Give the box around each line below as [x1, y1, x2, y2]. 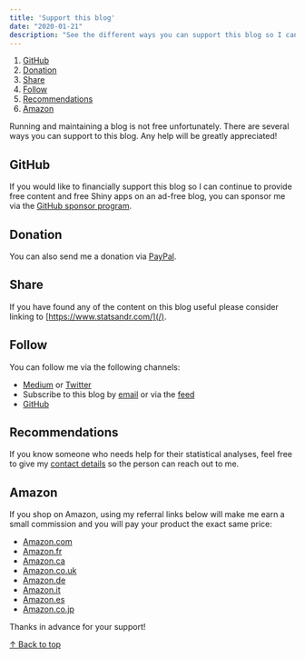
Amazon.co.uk [22, 565, 77, 576]
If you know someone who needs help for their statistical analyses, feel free [9, 449, 293, 460]
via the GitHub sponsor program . [9, 201, 133, 212]
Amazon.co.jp [22, 604, 75, 614]
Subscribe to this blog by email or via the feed [22, 388, 195, 400]
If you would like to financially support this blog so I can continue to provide [9, 181, 292, 192]
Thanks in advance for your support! [9, 622, 146, 633]
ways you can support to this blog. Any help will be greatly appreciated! [9, 131, 278, 142]
